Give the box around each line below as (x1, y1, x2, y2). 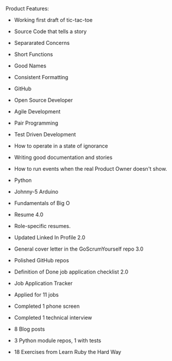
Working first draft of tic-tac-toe (14, 17, 93, 23)
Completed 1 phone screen (14, 303, 80, 310)
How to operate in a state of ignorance (14, 142, 108, 149)
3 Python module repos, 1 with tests (14, 337, 102, 344)
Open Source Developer (14, 97, 73, 103)
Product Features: (5, 5, 50, 12)
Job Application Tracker (14, 280, 73, 287)
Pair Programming (14, 119, 59, 126)
